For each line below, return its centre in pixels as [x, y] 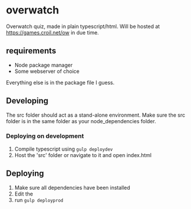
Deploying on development [45, 136]
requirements [31, 51]
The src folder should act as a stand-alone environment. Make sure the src [95, 115]
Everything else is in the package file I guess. [60, 82]
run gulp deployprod [39, 200]
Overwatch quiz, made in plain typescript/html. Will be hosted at [83, 26]
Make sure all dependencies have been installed [72, 187]
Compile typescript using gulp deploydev [63, 149]
